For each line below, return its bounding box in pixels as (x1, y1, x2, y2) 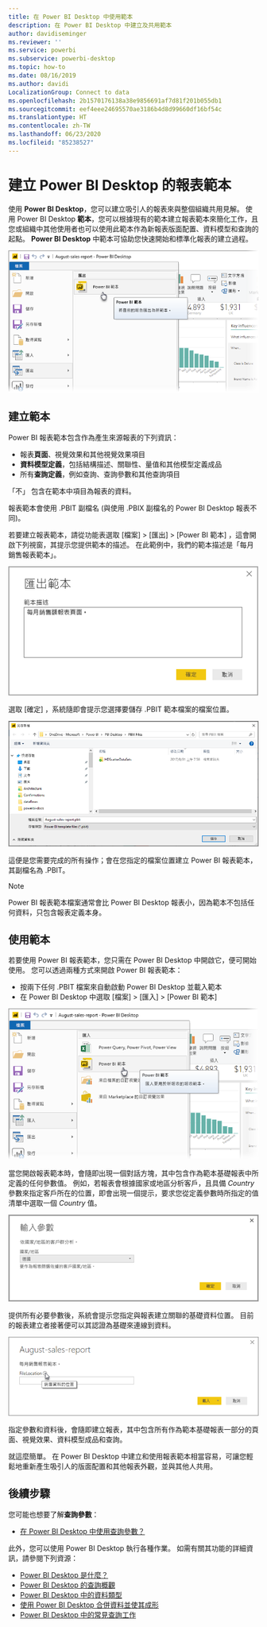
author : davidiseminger (8, 29, 87, 37)
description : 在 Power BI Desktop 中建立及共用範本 (8, 21, 172, 29)
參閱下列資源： (29, 1553, 78, 1563)
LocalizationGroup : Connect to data (8, 88, 130, 96)
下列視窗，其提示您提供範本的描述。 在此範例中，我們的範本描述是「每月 (14, 540, 254, 549)
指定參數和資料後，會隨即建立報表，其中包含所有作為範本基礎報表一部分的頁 (8, 1424, 259, 1434)
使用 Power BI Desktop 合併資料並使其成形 (19, 1600, 159, 1610)
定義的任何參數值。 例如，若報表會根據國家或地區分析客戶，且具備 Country (8, 1179, 255, 1187)
